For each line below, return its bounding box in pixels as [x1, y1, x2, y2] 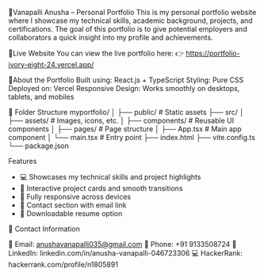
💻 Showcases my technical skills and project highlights [19, 173, 201, 181]
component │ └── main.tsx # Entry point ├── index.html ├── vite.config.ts [8, 133, 256, 142]
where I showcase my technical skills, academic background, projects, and [8, 16, 253, 25]
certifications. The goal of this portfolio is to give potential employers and [8, 25, 247, 33]
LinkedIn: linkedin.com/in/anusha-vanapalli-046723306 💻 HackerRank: [8, 249, 243, 257]
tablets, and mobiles [8, 92, 75, 101]
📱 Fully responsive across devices [19, 192, 132, 201]
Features [8, 157, 37, 165]
